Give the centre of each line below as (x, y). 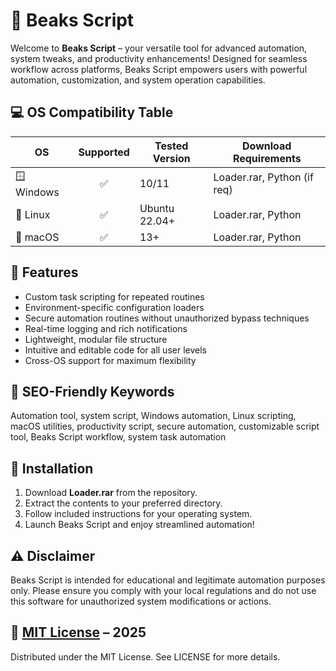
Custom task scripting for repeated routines (114, 296)
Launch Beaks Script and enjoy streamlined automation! (139, 525)
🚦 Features (44, 272)
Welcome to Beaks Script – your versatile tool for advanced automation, (159, 48)
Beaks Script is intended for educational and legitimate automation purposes (168, 580)
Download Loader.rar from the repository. (111, 493)
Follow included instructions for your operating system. (138, 514)
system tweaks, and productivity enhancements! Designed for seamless (159, 58)
